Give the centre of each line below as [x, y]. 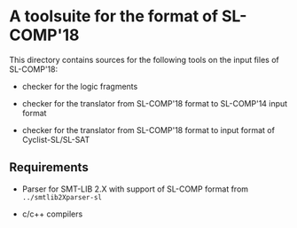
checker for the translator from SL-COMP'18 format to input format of [148, 130]
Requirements [49, 167]
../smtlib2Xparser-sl [62, 197]
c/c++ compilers [52, 214]
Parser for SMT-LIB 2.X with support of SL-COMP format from [135, 189]
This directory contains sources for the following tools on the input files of [144, 59]
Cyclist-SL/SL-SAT [56, 139]
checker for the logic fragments [80, 86]
